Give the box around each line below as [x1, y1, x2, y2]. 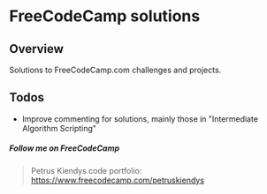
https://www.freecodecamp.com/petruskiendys [30, 175, 205, 185]
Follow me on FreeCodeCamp [9, 143, 120, 153]
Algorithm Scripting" [21, 123, 97, 133]
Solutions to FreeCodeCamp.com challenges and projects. [9, 64, 222, 75]
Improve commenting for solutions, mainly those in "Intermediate [21, 113, 259, 124]
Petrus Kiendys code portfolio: [30, 165, 142, 175]
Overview [9, 41, 65, 56]
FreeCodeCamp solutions [9, 6, 201, 26]
